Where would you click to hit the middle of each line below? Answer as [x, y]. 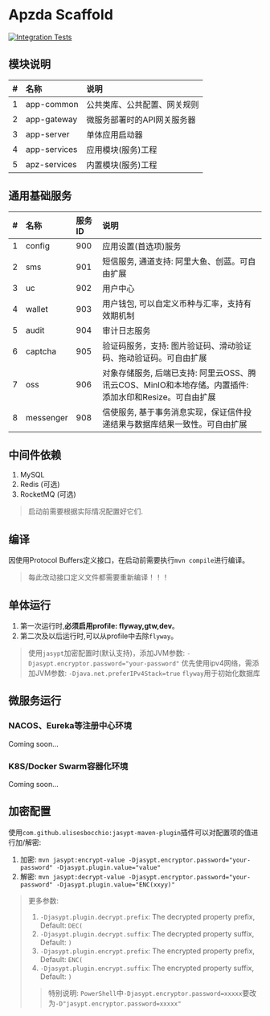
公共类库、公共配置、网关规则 [143, 104]
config [38, 245]
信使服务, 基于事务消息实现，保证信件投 [177, 412]
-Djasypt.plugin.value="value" [108, 867]
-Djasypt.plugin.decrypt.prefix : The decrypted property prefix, [147, 916]
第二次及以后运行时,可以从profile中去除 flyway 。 [99, 636]
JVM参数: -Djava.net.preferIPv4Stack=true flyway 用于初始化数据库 [147, 673]
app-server [47, 134]
